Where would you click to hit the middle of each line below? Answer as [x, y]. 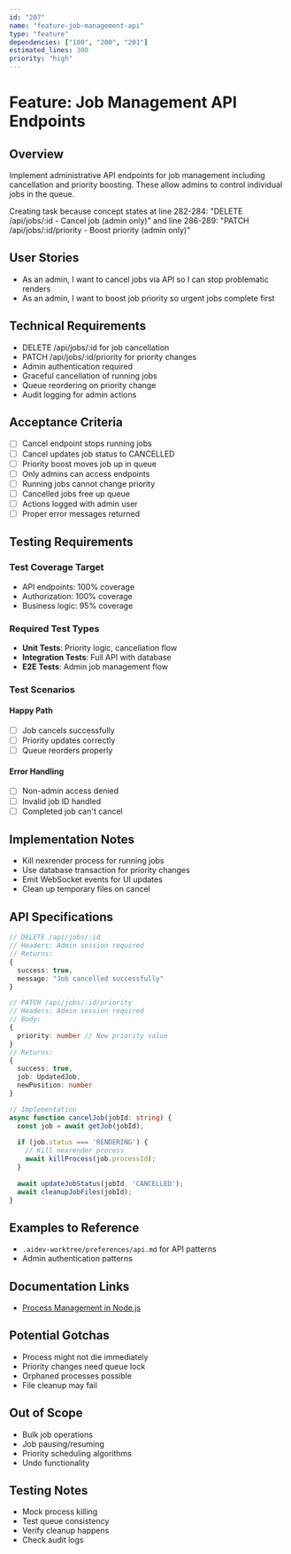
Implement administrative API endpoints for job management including [137, 175]
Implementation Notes [72, 840]
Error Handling [37, 771]
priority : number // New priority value [92, 1035]
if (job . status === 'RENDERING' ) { [83, 1143]
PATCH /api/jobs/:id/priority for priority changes [109, 356]
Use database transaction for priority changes [106, 871]
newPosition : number [55, 1085]
